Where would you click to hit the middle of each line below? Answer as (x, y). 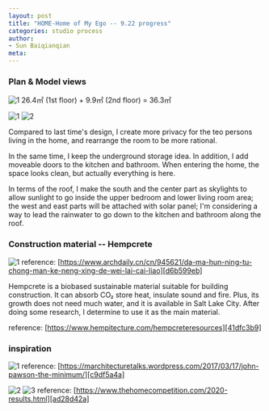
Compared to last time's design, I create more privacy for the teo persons (130, 132)
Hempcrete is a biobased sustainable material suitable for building (118, 286)
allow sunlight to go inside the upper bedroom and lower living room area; (131, 198)
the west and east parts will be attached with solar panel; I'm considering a (133, 206)
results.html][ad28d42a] (49, 398)
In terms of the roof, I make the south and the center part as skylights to (128, 189)
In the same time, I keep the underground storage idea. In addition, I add (128, 156)
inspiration (30, 348)
